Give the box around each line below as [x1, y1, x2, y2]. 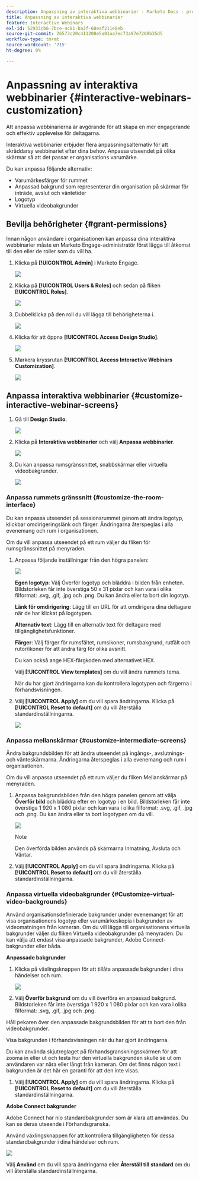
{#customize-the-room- [92, 493, 164, 502]
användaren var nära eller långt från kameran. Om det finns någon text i [6, 1061, 181, 1068]
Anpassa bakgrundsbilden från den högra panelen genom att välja [14, 791, 176, 798]
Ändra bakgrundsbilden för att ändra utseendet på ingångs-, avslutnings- [6, 750, 185, 757]
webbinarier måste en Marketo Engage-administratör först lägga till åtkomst [6, 241, 191, 248]
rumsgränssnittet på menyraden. [6, 545, 86, 552]
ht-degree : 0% [6, 48, 41, 54]
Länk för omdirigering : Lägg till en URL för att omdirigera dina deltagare [14, 603, 191, 610]
